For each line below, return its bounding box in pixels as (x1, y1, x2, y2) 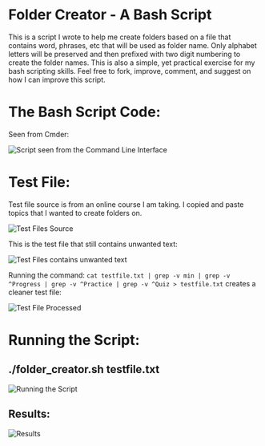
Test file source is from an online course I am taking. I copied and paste (8, 199, 244, 209)
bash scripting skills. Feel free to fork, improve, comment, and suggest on (8, 66, 251, 75)
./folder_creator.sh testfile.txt (8, 363, 160, 376)
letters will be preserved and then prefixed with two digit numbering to (8, 49, 241, 59)
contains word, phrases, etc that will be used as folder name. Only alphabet (8, 40, 258, 50)
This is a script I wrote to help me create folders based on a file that (8, 32, 231, 42)
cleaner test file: (8, 287, 62, 297)
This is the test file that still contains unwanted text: (8, 239, 178, 249)
